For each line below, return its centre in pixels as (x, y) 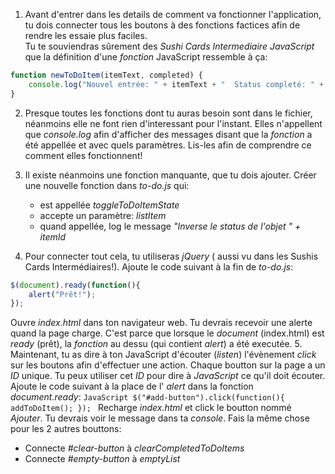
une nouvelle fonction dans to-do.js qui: (107, 185)
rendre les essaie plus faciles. (86, 35)
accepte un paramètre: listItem (103, 215)
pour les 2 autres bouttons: (66, 429)
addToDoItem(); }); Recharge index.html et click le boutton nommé (151, 408)
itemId (53, 236)
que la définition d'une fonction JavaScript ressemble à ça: (146, 57)
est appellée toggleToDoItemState (109, 205)
